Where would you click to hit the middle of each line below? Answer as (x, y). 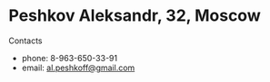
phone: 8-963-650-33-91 (70, 58)
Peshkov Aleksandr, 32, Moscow (135, 16)
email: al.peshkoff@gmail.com (78, 68)
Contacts (25, 41)
